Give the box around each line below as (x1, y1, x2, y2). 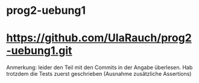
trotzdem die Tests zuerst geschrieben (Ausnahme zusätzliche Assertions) (6, 70, 192, 78)
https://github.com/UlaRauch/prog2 (6, 31, 192, 45)
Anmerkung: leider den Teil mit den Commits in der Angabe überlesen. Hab (6, 64, 193, 71)
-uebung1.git (6, 44, 72, 58)
